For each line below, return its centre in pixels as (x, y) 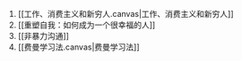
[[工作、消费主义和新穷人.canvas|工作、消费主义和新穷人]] (126, 14)
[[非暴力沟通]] (43, 36)
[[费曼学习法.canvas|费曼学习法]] (79, 47)
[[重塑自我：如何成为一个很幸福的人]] (86, 25)
